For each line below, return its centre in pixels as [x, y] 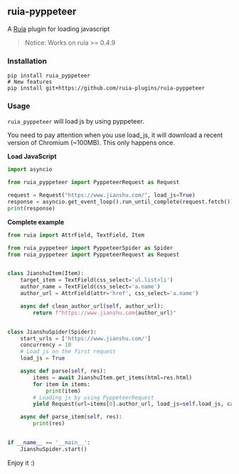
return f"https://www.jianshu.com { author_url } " [105, 313]
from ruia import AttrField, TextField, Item [76, 235]
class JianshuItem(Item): [46, 274]
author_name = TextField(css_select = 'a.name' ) [90, 287]
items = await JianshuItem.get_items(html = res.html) [113, 377]
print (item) [63, 391]
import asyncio [30, 170]
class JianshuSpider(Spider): [52, 332]
